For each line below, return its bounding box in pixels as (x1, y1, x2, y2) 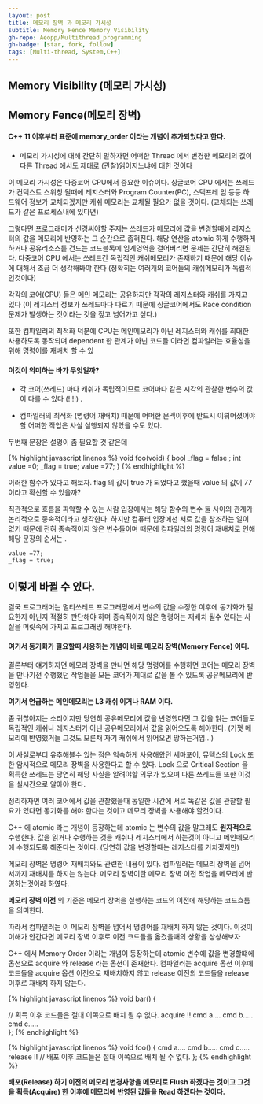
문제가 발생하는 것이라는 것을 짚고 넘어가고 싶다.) (8, 309, 158, 319)
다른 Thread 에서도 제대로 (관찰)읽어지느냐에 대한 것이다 (19, 161, 193, 170)
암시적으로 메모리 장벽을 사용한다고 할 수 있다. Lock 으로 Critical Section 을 (16, 760, 249, 769)
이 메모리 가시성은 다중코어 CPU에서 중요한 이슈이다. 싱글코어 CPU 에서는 (8, 177, 234, 187)
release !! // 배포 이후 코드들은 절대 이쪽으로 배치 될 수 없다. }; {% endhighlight (8, 1052, 251, 1061)
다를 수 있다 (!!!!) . (27, 395, 83, 404)
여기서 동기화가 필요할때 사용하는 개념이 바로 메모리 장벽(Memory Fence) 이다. (8, 641, 250, 650)
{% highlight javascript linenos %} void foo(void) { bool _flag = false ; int (8, 454, 241, 463)
